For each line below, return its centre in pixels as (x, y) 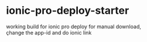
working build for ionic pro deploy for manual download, (74, 26)
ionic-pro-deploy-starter (68, 11)
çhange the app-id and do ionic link (49, 32)
